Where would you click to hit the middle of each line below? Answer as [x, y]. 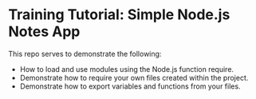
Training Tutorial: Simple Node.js [119, 15]
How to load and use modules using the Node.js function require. [126, 69]
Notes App [44, 32]
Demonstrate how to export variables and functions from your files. [130, 86]
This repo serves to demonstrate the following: [85, 53]
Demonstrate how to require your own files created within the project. [134, 77]
